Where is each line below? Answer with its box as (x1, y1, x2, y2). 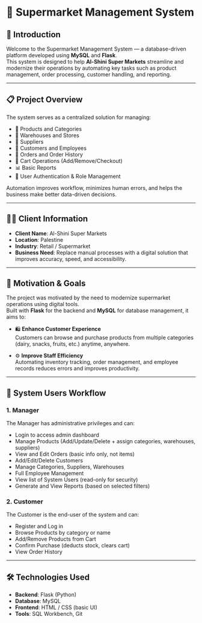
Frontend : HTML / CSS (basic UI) (14, 604, 97, 611)
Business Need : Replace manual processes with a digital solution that (14, 249, 188, 256)
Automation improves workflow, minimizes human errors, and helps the (6, 184, 182, 191)
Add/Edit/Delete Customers (14, 457, 83, 464)
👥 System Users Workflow (6, 388, 106, 398)
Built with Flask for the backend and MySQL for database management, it (6, 307, 189, 315)
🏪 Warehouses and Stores (14, 132, 79, 139)
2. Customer (6, 497, 43, 506)
